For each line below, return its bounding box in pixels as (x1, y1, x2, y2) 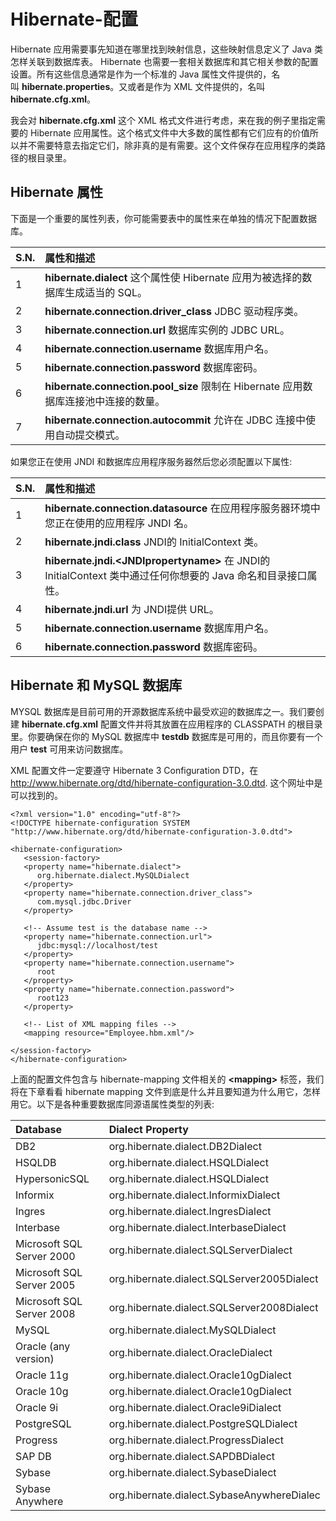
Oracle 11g (15, 1368, 69, 1382)
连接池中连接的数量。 (64, 394, 166, 408)
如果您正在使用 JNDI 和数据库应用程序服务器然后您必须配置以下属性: (10, 455, 293, 467)
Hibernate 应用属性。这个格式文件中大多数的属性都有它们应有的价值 (29, 126, 310, 139)
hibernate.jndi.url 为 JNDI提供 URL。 (44, 602, 220, 616)
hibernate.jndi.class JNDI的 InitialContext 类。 (44, 535, 265, 549)
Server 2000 (15, 1249, 76, 1263)
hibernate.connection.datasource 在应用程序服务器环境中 (44, 501, 321, 515)
